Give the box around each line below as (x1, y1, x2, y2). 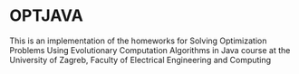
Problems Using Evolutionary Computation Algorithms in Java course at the (9, 44, 291, 55)
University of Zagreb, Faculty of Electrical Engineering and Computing (9, 54, 272, 65)
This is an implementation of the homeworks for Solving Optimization (9, 35, 267, 46)
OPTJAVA (9, 5, 83, 26)
